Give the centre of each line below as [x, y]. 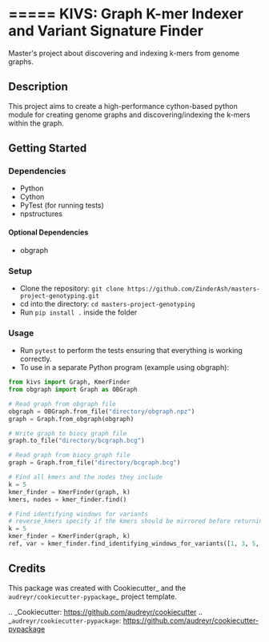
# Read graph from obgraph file [62, 404]
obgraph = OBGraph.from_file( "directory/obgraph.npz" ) [102, 411]
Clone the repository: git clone [72, 288]
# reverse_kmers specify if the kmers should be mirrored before [119, 521]
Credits [27, 569]
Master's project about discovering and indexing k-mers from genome [124, 53]
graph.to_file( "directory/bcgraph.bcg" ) [77, 441]
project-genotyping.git [60, 296]
